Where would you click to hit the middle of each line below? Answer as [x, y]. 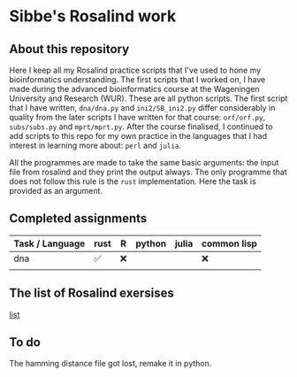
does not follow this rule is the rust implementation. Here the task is [133, 181]
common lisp [230, 243]
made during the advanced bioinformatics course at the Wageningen [134, 89]
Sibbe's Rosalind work [93, 16]
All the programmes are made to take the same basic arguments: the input [144, 162]
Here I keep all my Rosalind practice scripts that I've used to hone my [135, 70]
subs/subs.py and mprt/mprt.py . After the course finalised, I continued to [141, 127]
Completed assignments [78, 219]
